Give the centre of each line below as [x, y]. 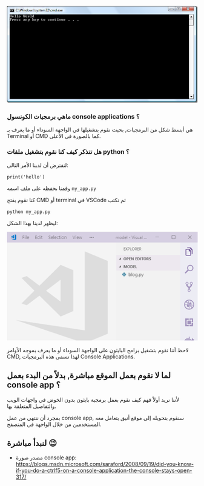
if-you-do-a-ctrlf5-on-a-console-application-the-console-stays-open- [104, 471]
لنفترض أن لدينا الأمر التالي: [38, 165]
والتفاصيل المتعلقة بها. [32, 406]
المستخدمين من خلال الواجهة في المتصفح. [54, 424]
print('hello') [26, 177]
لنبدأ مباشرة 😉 [32, 443]
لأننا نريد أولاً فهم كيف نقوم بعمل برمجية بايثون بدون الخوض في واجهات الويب [93, 399]
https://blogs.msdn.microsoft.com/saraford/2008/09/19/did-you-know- [105, 464]
